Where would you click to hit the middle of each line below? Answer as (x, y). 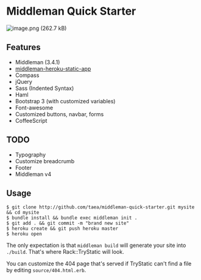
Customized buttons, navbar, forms (59, 114)
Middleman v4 (33, 174)
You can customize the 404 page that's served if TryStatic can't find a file (99, 263)
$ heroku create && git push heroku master (62, 229)
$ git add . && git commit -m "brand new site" (68, 223)
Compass (27, 75)
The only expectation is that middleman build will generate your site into (96, 245)
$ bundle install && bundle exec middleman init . (72, 218)
